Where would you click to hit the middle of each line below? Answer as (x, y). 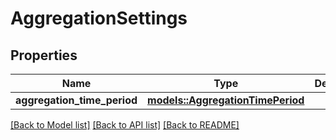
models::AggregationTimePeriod (226, 100)
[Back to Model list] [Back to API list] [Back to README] (125, 125)
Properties (44, 55)
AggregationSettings (99, 18)
